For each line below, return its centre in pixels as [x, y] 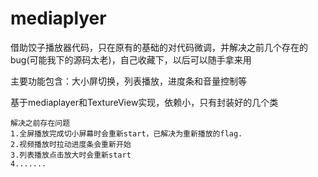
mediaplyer [58, 18]
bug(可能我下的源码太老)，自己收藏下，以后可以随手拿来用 [131, 59]
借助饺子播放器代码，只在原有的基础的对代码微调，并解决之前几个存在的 [159, 47]
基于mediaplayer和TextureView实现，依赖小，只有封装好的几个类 [144, 102]
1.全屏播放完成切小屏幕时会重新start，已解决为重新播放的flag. [126, 133]
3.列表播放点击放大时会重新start [71, 155]
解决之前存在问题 [40, 123]
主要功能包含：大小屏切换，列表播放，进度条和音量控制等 [128, 81]
